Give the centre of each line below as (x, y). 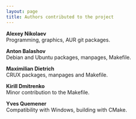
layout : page (22, 11)
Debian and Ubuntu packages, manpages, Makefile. (69, 57)
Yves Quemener (26, 103)
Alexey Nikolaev (26, 33)
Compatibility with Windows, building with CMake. (67, 110)
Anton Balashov (26, 51)
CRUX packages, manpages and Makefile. (57, 75)
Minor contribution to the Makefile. (48, 92)
